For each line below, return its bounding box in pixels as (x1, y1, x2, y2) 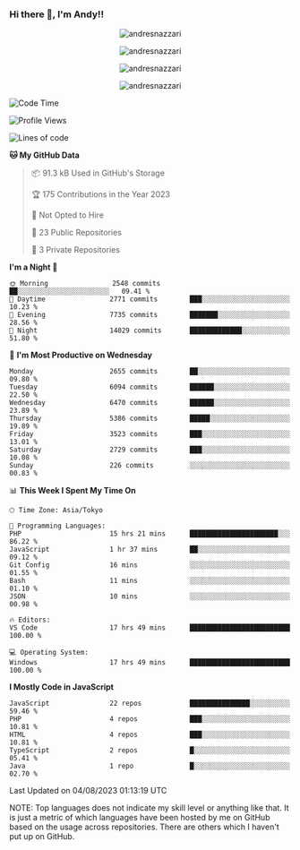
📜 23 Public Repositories (30, 228, 123, 238)
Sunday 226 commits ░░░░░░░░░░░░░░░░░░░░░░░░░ (9, 461, 291, 470)
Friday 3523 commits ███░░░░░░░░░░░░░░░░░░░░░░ (9, 430, 291, 439)
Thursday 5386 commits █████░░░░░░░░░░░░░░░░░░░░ (9, 414, 291, 424)
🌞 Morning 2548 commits (9, 279, 161, 288)
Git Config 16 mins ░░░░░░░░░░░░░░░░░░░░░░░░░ (9, 561, 291, 570)
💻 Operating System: (9, 648, 90, 657)
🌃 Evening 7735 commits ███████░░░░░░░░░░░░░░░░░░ (9, 311, 291, 320)
